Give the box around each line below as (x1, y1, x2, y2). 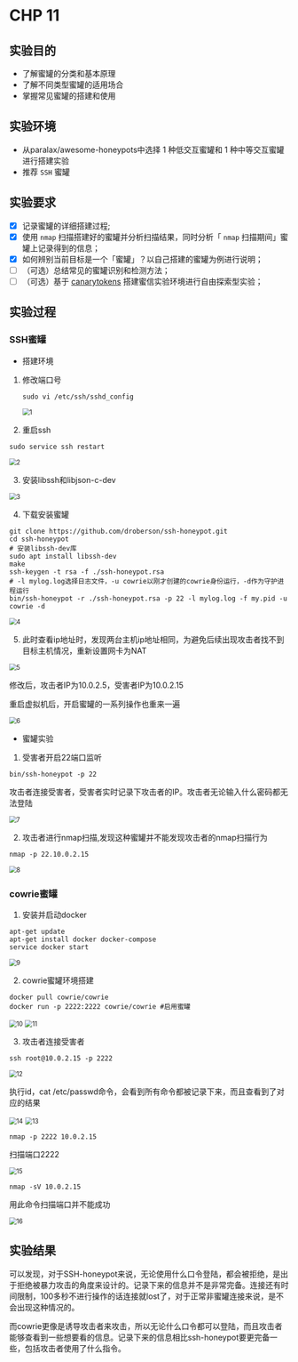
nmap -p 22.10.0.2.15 (9, 850, 90, 858)
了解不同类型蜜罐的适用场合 (21, 79, 124, 90)
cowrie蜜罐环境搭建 (21, 975, 95, 986)
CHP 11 (9, 5, 60, 26)
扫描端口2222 (9, 1148, 60, 1159)
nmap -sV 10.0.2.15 (9, 1182, 82, 1191)
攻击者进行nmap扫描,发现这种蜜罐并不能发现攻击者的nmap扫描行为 (21, 832, 268, 842)
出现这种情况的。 (16, 1302, 80, 1312)
